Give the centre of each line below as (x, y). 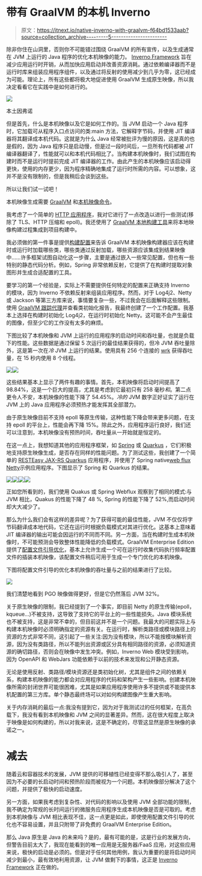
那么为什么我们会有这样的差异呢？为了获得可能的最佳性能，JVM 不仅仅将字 (100, 519)
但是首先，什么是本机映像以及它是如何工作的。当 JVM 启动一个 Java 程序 (97, 123)
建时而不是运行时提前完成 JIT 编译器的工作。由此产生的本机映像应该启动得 (99, 161)
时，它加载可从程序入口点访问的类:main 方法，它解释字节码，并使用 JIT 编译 (101, 131)
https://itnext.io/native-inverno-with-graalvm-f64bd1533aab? (113, 30)
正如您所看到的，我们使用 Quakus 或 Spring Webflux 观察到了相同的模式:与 (99, 491)
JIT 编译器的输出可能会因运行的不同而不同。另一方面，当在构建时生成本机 (98, 534)
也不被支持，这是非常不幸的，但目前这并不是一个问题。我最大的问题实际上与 (101, 621)
